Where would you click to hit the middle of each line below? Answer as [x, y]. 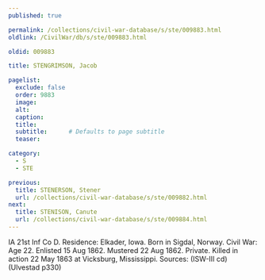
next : [17, 205]
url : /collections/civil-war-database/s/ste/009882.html [111, 198]
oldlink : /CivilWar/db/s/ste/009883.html [78, 37]
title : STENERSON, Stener [58, 190]
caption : [30, 117]
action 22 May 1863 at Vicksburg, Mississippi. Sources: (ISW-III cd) [118, 259]
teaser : [28, 140]
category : [25, 154]
